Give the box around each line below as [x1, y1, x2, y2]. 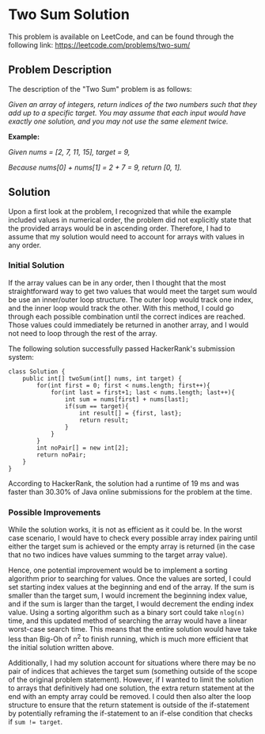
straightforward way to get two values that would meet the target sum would [8, 286, 257, 296]
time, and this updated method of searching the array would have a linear [8, 616, 248, 625]
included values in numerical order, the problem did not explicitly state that [8, 215, 252, 224]
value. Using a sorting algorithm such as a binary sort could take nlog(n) [8, 608, 245, 617]
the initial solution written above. [8, 642, 115, 652]
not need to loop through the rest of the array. [8, 328, 158, 338]
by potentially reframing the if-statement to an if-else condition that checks [8, 708, 253, 718]
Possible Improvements [8, 507, 101, 518]
